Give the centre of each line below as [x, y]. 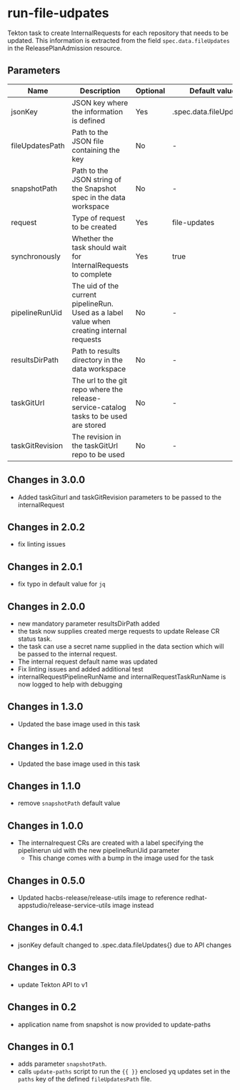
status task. [35, 639]
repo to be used [98, 454]
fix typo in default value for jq [61, 584]
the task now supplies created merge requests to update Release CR [119, 631]
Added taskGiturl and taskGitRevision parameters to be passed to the [119, 497]
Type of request [99, 218]
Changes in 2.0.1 [45, 567]
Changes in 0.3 [42, 967]
